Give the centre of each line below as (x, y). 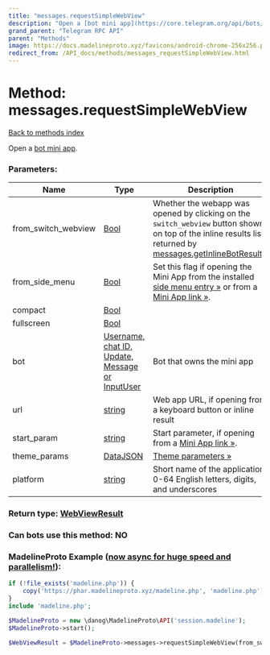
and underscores (184, 490)
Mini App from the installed (203, 277)
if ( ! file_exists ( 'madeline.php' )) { (72, 584)
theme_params (41, 456)
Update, (119, 357)
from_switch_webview (54, 229)
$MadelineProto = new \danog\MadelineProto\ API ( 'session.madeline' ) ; (127, 620)
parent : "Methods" (39, 38)
